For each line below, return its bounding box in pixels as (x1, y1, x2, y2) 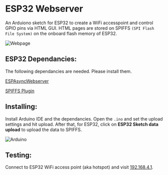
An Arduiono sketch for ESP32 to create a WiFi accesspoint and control (5, 20, 153, 26)
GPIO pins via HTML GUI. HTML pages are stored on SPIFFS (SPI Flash (5, 25, 154, 31)
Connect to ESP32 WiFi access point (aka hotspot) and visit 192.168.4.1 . (5, 164, 154, 170)
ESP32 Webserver (5, 3, 83, 15)
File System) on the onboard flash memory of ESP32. (5, 30, 118, 36)
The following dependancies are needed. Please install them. (5, 68, 132, 74)
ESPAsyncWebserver (5, 78, 49, 84)
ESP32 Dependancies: (5, 55, 77, 64)
